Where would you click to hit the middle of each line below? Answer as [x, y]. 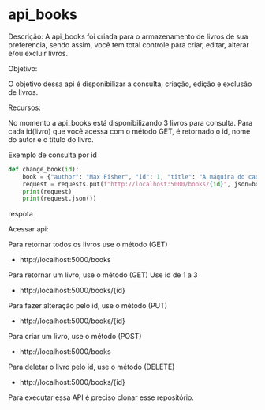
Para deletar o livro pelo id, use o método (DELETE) [91, 367]
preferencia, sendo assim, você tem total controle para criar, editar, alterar [129, 44]
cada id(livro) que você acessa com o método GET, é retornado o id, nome [129, 131]
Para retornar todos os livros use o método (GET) [88, 244]
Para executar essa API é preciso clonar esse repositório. [101, 397]
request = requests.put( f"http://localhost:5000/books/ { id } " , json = [137, 184]
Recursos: [24, 107]
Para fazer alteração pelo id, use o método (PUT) [88, 306]
